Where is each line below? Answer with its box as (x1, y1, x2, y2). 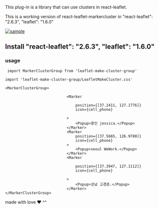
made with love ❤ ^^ (5, 199, 47, 205)
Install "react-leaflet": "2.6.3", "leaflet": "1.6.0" (5, 43, 155, 51)
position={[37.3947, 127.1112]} (75, 164, 141, 169)
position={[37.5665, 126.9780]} (75, 133, 141, 139)
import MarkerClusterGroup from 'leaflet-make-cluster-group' (7, 68, 137, 73)
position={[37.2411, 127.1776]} (75, 103, 141, 107)
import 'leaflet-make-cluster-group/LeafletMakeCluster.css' (5, 77, 133, 82)
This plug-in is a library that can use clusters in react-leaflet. (5, 4, 128, 10)
